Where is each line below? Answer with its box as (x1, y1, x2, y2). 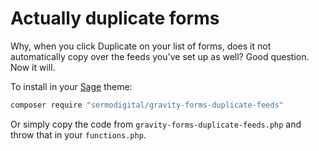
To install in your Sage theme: (10, 80, 133, 92)
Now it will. (10, 61, 56, 73)
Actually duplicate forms (10, 7, 220, 30)
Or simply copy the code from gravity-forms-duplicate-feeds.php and (10, 118, 302, 130)
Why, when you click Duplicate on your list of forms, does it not (10, 40, 272, 52)
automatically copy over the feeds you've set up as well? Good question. (10, 50, 310, 62)
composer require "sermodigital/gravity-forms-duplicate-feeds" (10, 100, 284, 110)
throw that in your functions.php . (10, 128, 147, 141)
